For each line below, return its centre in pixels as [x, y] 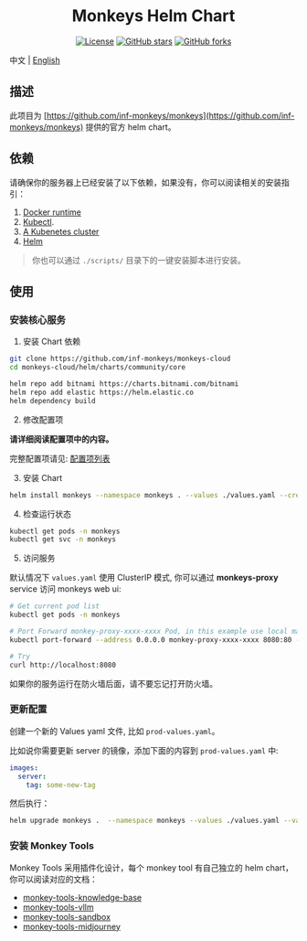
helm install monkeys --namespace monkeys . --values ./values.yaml [143, 495]
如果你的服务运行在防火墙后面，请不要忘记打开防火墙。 [113, 683]
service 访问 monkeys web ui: [65, 589]
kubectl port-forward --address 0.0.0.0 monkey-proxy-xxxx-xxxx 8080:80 [151, 640]
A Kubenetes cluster [61, 231]
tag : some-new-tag [61, 785]
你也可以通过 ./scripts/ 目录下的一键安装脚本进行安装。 [139, 260]
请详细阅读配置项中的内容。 [62, 439]
